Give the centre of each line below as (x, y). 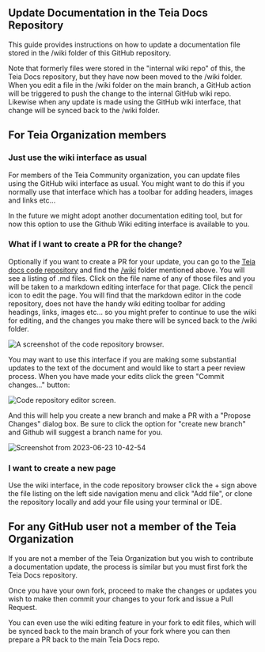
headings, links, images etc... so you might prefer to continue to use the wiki (132, 312)
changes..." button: (39, 385)
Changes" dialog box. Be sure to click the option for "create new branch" (127, 423)
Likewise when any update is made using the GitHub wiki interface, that (125, 101)
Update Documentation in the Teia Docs (108, 13)
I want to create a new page (62, 468)
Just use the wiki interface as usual (78, 157)
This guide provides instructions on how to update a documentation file (125, 44)
